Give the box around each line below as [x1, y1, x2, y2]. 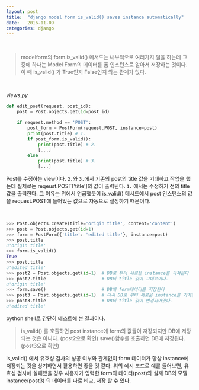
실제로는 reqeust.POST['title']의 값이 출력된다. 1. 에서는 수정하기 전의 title [17, 182, 190, 190]
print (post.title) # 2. [37, 142, 97, 148]
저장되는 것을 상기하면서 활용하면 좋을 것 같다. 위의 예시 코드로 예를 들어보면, [6, 362, 183, 369]
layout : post [6, 8, 38, 15]
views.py [6, 92, 28, 99]
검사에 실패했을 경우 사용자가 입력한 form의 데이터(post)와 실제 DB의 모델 [17, 369, 188, 376]
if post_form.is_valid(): [27, 136, 92, 142]
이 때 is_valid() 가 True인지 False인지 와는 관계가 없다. [20, 69, 146, 76]
